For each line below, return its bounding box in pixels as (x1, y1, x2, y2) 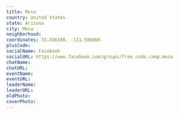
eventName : (6, 71, 34, 77)
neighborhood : (6, 31, 42, 37)
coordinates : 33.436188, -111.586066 (6, 37, 101, 43)
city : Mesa (6, 25, 34, 32)
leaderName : (6, 82, 36, 88)
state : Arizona (6, 20, 44, 26)
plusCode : (6, 43, 31, 49)
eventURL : (6, 76, 31, 82)
